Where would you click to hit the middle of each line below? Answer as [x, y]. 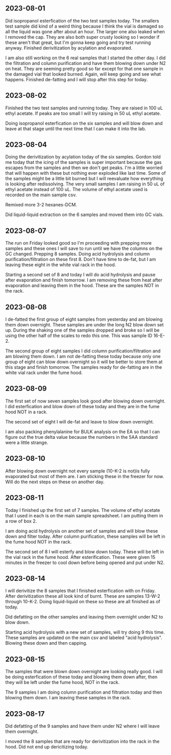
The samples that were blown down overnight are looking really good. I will [84, 672]
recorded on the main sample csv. [41, 195]
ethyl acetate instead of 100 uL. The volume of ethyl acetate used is [77, 190]
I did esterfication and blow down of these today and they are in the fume [82, 406]
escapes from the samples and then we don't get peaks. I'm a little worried [84, 168]
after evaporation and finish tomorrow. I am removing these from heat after [84, 280]
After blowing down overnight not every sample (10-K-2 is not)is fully [78, 471]
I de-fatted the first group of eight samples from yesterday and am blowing [84, 319]
